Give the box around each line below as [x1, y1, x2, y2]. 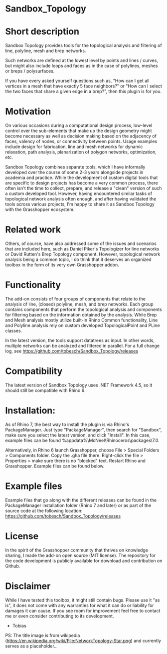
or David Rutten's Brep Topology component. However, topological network [5, 251, 161, 257]
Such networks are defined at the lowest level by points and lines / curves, [5, 57, 159, 63]
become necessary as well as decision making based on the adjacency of [5, 133, 157, 139]
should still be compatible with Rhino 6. [5, 387, 86, 393]
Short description [5, 26, 80, 37]
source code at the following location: [5, 507, 83, 513]
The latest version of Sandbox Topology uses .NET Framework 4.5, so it [5, 382, 153, 388]
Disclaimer [5, 580, 51, 591]
